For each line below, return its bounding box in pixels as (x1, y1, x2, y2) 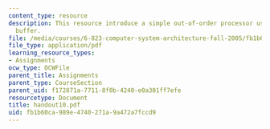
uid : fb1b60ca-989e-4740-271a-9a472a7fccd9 (8, 109, 157, 117)
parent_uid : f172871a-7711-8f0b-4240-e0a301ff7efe (8, 86, 182, 95)
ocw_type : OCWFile (8, 64, 70, 72)
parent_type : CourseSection (8, 79, 103, 87)
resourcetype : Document (8, 94, 88, 102)
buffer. (15, 26, 42, 34)
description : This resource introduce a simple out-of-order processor (8, 19, 253, 27)
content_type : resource (8, 11, 88, 20)
